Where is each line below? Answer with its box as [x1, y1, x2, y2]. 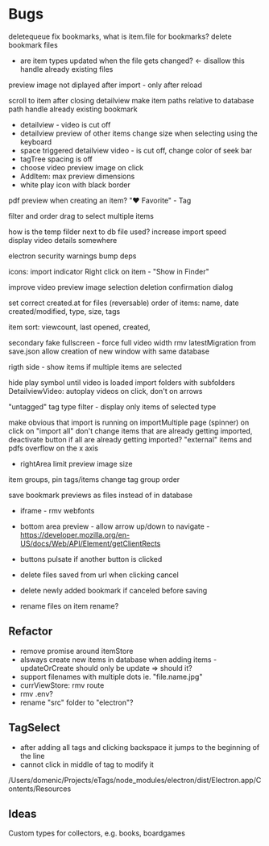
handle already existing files [19, 64, 114, 73]
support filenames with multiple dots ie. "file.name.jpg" [19, 672, 203, 681]
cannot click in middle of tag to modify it [19, 760, 155, 769]
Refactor [8, 625, 53, 639]
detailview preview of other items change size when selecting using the [19, 128, 258, 138]
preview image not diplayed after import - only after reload [8, 80, 203, 90]
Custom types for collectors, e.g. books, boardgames [8, 828, 185, 838]
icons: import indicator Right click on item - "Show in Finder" [8, 266, 209, 276]
